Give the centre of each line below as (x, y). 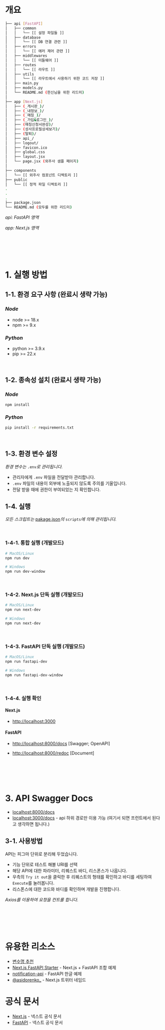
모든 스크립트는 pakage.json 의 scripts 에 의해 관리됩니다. (61, 519)
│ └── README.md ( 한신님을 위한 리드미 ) (45, 93)
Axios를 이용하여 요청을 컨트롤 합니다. (42, 900)
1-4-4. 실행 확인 (23, 698)
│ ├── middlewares (26, 56)
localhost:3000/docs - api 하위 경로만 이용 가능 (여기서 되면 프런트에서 (82, 818)
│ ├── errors (21, 47)
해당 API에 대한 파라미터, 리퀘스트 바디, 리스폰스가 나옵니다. (70, 871)
